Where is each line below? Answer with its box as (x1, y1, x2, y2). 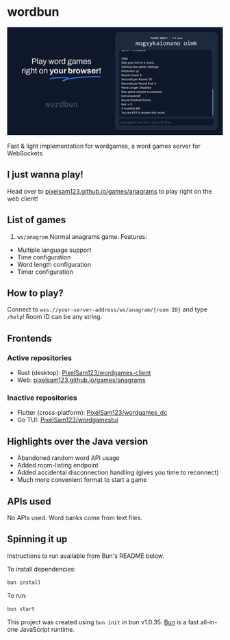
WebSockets (7, 149, 43, 157)
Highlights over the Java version (7, 435, 149, 447)
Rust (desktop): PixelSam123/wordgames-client (16, 369, 151, 377)
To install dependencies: (7, 565, 77, 573)
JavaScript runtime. (19, 625, 75, 633)
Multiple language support (16, 246, 92, 254)
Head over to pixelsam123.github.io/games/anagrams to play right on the (7, 187, 212, 195)
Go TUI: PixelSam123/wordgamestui (16, 415, 118, 424)
